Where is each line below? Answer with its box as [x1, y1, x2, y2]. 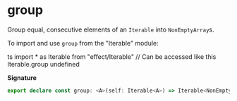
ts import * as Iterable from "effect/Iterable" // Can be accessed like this [7, 52, 217, 61]
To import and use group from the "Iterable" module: [7, 39, 159, 47]
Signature [7, 73, 37, 82]
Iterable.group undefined [7, 60, 80, 68]
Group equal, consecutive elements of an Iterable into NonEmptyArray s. [7, 25, 214, 34]
